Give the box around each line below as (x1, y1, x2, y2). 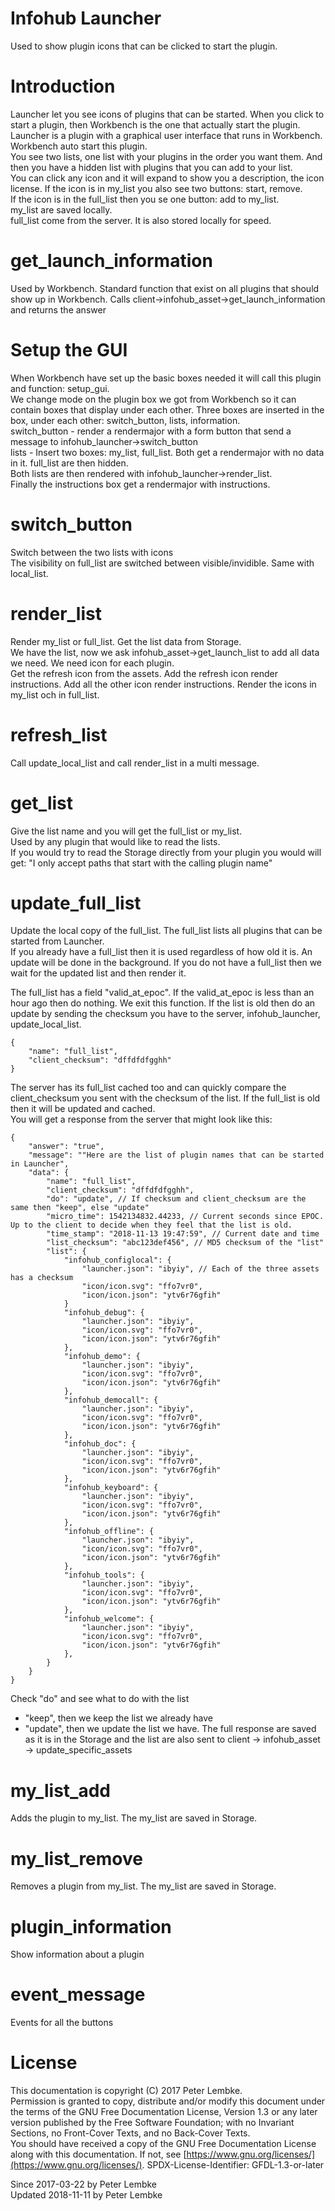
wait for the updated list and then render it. (10, 967, 187, 979)
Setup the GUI (10, 339, 128, 361)
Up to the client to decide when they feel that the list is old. (10, 1220, 293, 1231)
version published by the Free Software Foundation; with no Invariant (10, 2117, 295, 2129)
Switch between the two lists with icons (10, 546, 174, 558)
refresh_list (10, 723, 108, 746)
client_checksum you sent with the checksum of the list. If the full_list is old (10, 1092, 321, 1104)
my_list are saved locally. (10, 203, 113, 216)
